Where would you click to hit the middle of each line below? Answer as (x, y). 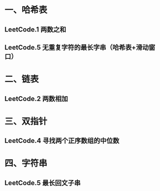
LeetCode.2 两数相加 (36, 98)
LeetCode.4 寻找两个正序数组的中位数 (62, 141)
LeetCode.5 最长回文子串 (43, 183)
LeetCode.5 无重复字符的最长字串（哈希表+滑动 (77, 47)
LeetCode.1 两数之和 (35, 29)
